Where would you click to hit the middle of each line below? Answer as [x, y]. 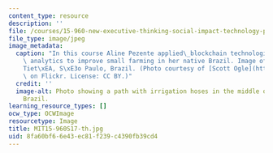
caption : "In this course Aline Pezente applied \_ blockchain [121, 53]
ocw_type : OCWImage [41, 114]
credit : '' [34, 83]
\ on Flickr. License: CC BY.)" [78, 76]
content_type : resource [49, 16]
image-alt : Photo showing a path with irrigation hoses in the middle [138, 91]
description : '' [36, 23]
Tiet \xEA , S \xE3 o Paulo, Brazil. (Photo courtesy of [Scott [127, 69]
